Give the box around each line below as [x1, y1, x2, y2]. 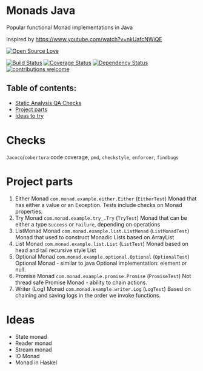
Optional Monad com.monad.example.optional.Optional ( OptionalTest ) [15, 253, 190, 260]
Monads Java [6, 4, 76, 18]
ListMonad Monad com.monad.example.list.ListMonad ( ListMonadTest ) [15, 227, 190, 234]
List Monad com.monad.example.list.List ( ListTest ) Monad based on [15, 240, 189, 247]
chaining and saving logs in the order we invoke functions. [15, 291, 161, 299]
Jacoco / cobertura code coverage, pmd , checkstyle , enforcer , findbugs [6, 153, 179, 161]
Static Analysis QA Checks [15, 99, 82, 106]
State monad [15, 333, 47, 340]
